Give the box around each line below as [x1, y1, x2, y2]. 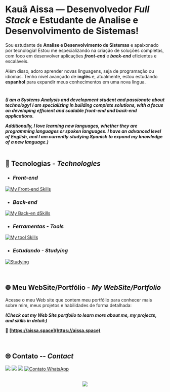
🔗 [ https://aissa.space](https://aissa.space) [5, 327, 101, 334]
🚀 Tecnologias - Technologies [5, 159, 101, 168]
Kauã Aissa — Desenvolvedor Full [5, 4, 150, 15]
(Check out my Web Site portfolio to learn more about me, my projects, [5, 312, 157, 318]
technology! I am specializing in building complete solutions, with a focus [5, 102, 163, 108]
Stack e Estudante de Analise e [5, 14, 139, 26]
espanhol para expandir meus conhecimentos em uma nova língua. [5, 79, 146, 85]
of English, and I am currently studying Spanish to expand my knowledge [5, 134, 163, 140]
